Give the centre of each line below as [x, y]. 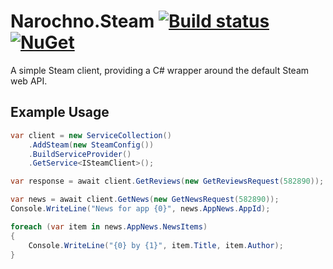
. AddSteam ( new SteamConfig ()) [91, 145]
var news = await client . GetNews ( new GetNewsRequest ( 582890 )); [145, 200]
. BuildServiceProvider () [80, 154]
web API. [29, 81]
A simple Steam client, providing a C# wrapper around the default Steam [160, 70]
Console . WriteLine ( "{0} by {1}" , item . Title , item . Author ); [156, 245]
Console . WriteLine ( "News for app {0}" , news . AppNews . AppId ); [140, 209]
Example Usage [60, 112]
